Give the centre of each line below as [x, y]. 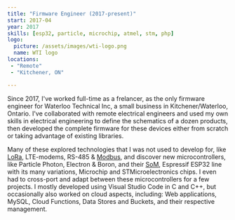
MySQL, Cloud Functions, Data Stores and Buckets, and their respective [111, 201]
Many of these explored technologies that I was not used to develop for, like [117, 149]
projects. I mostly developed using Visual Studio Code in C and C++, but [112, 186]
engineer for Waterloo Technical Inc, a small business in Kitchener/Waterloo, [117, 106]
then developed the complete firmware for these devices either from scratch [118, 128]
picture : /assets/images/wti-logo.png [70, 46]
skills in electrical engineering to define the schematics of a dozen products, [117, 121]
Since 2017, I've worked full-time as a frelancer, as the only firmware [106, 98]
